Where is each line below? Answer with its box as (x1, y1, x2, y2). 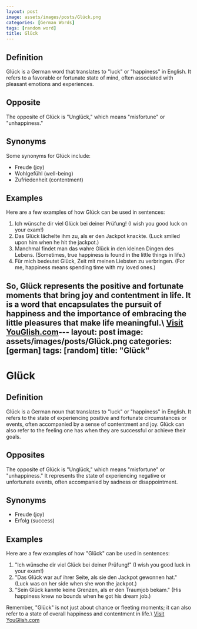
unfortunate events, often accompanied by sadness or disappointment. (6, 478, 178, 485)
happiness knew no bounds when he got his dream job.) (14, 592, 151, 600)
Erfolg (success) (14, 517, 55, 524)
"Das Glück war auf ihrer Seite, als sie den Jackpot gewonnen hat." (14, 574, 178, 581)
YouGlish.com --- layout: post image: (6, 327, 143, 337)
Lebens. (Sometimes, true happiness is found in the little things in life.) (14, 251, 185, 259)
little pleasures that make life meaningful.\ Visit (6, 317, 183, 327)
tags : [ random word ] (6, 25, 57, 31)
